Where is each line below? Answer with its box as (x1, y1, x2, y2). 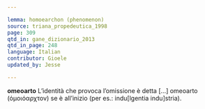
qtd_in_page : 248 (7, 42, 58, 49)
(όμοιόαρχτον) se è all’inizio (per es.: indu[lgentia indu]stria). (7, 94, 182, 102)
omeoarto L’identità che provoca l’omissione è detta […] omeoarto (7, 86, 198, 94)
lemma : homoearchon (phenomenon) (7, 16, 105, 23)
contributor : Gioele (7, 55, 68, 62)
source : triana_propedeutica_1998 (7, 22, 108, 30)
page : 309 (7, 29, 36, 36)
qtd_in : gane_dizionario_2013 (7, 35, 96, 42)
